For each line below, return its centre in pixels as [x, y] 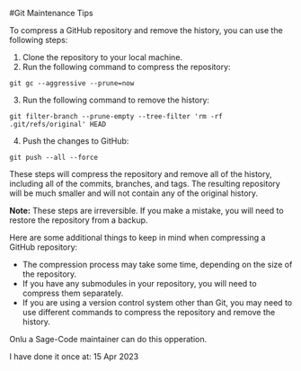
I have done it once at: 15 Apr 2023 [74, 357]
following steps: [39, 40]
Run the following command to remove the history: [115, 100]
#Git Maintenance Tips [51, 13]
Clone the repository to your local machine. [102, 57]
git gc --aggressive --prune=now [72, 84]
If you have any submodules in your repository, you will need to [140, 283]
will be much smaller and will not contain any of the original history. [134, 193]
